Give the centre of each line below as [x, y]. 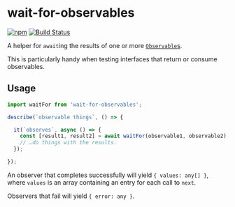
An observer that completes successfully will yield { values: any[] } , [108, 175]
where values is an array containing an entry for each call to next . [102, 182]
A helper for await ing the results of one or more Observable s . [95, 45]
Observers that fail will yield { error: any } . [71, 196]
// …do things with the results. [69, 143]
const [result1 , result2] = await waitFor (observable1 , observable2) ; [125, 136]
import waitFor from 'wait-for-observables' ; [74, 105]
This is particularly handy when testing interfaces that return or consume [113, 59]
